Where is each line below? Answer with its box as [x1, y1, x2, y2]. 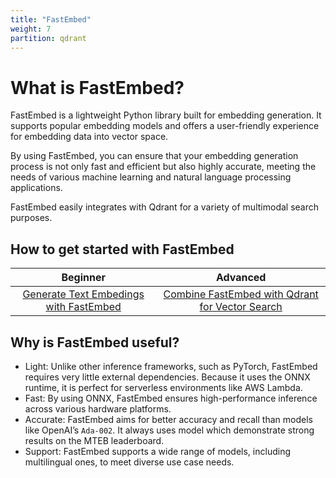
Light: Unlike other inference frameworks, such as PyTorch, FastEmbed [24, 360, 318, 372]
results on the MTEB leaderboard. [24, 434, 165, 446]
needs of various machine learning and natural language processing [10, 171, 292, 183]
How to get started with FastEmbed [10, 241, 235, 258]
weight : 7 [10, 24, 52, 34]
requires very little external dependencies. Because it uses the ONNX [24, 371, 311, 383]
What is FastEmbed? [10, 76, 185, 99]
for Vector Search [199, 300, 283, 314]
